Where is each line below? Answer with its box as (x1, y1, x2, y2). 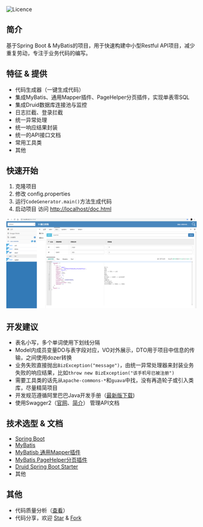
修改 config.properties (14, 190, 71, 197)
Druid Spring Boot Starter (14, 462, 79, 470)
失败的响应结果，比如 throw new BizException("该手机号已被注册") (14, 369, 175, 376)
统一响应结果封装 (14, 124, 58, 131)
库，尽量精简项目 (14, 384, 58, 391)
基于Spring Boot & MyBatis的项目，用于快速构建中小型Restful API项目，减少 (6, 42, 195, 49)
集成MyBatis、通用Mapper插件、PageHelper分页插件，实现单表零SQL (14, 94, 190, 101)
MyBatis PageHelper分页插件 (14, 456, 88, 463)
